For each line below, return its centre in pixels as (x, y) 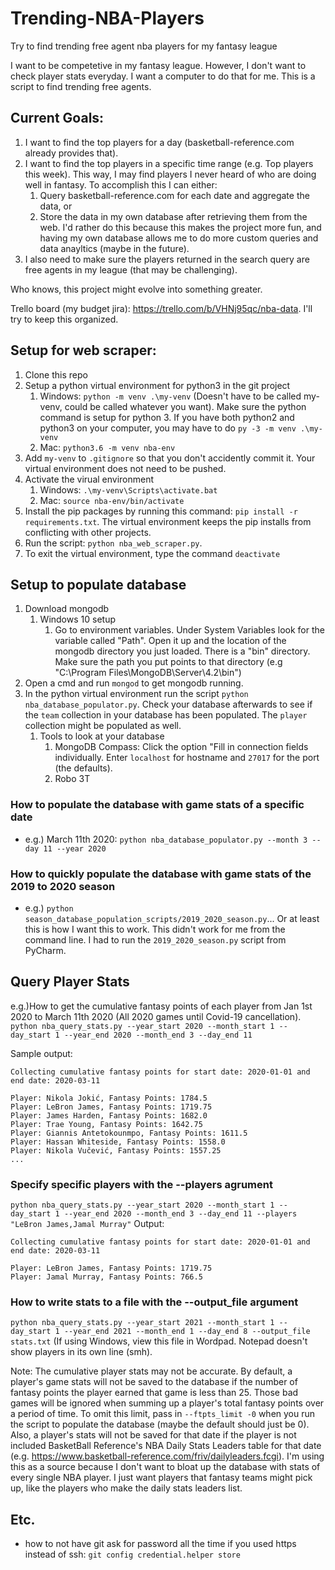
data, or (56, 206)
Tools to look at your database (102, 736)
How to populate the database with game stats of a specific (157, 805)
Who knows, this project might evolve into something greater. (136, 289)
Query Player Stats (70, 982)
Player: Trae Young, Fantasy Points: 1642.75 (106, 1124)
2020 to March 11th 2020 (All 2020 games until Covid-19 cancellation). (156, 1016)
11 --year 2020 (75, 848)
